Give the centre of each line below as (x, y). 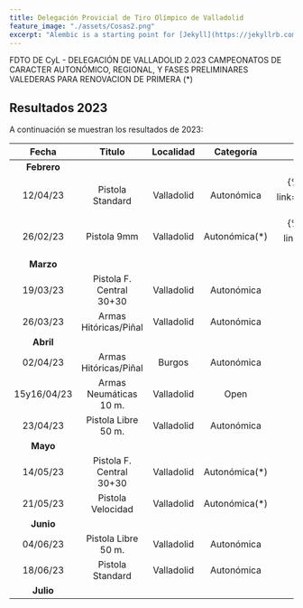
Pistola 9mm (112, 236)
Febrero (43, 167)
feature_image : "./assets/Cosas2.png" (82, 26)
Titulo (112, 152)
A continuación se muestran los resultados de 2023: (106, 130)
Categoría (236, 152)
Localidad (174, 152)
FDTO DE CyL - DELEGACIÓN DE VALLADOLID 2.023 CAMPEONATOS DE (146, 61)
